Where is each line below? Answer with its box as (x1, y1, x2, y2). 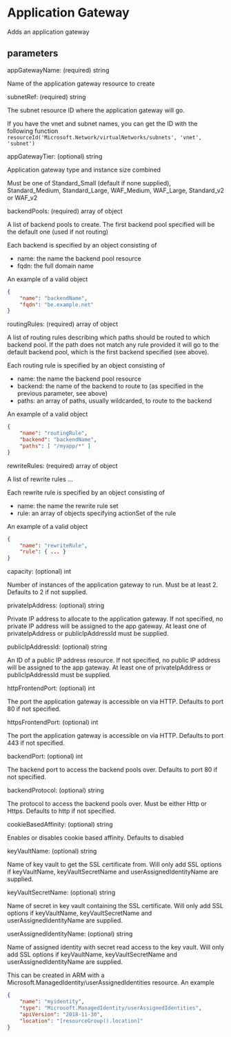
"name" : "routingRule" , (19, 430, 88, 437)
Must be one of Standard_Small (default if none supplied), (7, 179, 171, 187)
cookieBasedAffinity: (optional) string (7, 820, 113, 829)
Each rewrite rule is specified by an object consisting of (7, 488, 165, 496)
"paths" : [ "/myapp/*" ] (19, 443, 91, 450)
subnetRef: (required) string (7, 92, 86, 101)
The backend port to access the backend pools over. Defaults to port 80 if (7, 765, 218, 774)
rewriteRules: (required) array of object (7, 461, 119, 470)
